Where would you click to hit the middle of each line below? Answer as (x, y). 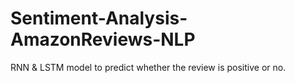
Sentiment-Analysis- (99, 18)
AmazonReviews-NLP (103, 39)
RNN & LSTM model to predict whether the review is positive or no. (148, 67)
